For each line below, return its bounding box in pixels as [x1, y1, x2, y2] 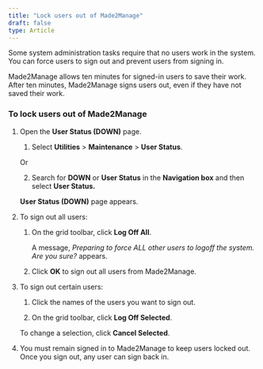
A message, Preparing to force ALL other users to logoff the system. [31, 243, 255, 252]
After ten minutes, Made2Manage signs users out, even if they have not [8, 80, 242, 90]
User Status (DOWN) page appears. [19, 196, 139, 206]
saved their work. [8, 89, 65, 98]
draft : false [8, 19, 51, 27]
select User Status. [31, 181, 96, 190]
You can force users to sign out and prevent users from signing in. [8, 56, 224, 66]
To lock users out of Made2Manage [8, 109, 147, 120]
